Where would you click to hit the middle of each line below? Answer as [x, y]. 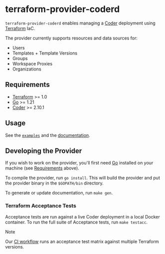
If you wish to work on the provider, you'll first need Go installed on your [79, 163]
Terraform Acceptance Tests [41, 206]
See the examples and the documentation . [48, 135]
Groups [20, 58]
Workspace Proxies [32, 63]
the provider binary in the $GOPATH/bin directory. [54, 183]
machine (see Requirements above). [42, 168]
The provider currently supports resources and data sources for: [72, 38]
